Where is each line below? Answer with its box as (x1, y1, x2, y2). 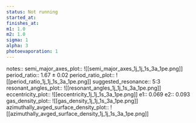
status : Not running (6, 8, 59, 15)
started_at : (6, 15, 36, 21)
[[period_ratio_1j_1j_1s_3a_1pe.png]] (6, 78, 92, 85)
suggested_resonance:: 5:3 (93, 78, 161, 85)
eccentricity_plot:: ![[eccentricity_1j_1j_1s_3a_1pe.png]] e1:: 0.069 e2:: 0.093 (6, 90, 191, 98)
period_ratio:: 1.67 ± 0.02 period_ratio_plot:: (6, 71, 115, 79)
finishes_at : (6, 20, 39, 26)
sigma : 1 (6, 37, 28, 43)
